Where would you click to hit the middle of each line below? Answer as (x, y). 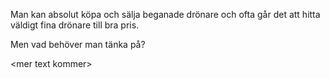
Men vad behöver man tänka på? (78, 44)
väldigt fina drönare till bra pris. (75, 25)
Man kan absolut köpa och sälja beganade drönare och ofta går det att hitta (165, 14)
